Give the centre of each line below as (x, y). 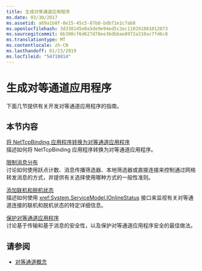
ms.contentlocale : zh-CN (37, 46)
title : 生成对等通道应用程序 (38, 12)
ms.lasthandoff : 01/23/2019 (41, 51)
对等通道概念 (31, 262)
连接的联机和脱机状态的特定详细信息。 (59, 206)
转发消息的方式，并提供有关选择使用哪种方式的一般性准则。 (80, 177)
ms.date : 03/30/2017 (32, 17)
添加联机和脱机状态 (30, 190)
